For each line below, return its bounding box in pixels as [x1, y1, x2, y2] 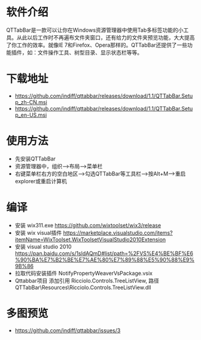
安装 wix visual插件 [14, 229, 62, 236]
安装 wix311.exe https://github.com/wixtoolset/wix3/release [14, 221, 162, 229]
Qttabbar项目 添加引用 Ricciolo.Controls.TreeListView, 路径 [14, 277, 160, 284]
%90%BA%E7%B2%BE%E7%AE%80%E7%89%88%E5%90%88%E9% [14, 256, 195, 263]
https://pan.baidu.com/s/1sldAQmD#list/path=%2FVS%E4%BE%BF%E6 [14, 250, 193, 257]
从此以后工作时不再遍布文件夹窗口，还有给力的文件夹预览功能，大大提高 [16, 34, 195, 41]
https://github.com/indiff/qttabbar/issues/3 [14, 327, 121, 334]
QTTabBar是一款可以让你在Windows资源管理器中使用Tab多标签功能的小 [6, 26, 184, 34]
